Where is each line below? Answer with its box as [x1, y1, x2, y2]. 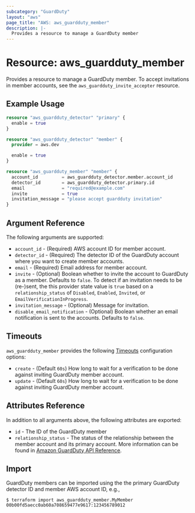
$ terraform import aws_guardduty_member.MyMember [6, 497, 134, 503]
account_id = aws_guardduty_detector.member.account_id [11, 174, 173, 180]
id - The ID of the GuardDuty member [14, 428, 108, 435]
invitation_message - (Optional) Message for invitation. [14, 301, 149, 309]
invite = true [11, 190, 78, 197]
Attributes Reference [6, 401, 85, 411]
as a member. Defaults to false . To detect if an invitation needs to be [14, 276, 183, 284]
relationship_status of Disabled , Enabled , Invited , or [14, 289, 146, 296]
